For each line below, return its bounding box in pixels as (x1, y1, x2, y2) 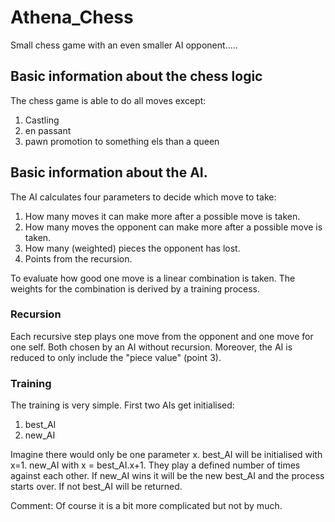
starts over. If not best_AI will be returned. (10, 481, 183, 493)
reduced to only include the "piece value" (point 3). (10, 351, 222, 363)
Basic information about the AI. (10, 164, 208, 181)
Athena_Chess (10, 6, 134, 29)
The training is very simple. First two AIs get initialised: (10, 399, 235, 411)
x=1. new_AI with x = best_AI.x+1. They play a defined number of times (10, 459, 301, 471)
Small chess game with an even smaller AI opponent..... (10, 39, 238, 51)
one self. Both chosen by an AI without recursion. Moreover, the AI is (10, 341, 293, 353)
